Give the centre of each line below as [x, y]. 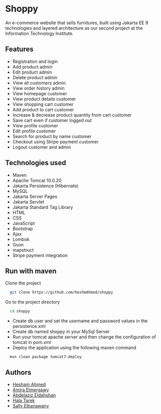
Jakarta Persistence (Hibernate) [45, 186]
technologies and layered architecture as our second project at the [74, 28]
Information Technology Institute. [39, 33]
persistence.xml [29, 326]
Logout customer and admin [42, 147]
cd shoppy [20, 311]
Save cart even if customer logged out [52, 120]
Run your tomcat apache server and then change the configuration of [84, 337]
